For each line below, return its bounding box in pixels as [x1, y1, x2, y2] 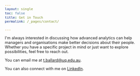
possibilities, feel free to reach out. [4, 49, 69, 55]
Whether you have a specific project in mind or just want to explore [4, 45, 129, 50]
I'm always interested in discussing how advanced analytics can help [4, 36, 132, 41]
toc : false [4, 11, 25, 16]
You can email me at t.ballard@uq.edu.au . [4, 57, 82, 63]
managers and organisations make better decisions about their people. [4, 40, 135, 45]
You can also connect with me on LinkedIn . [4, 66, 84, 71]
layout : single [4, 7, 33, 12]
